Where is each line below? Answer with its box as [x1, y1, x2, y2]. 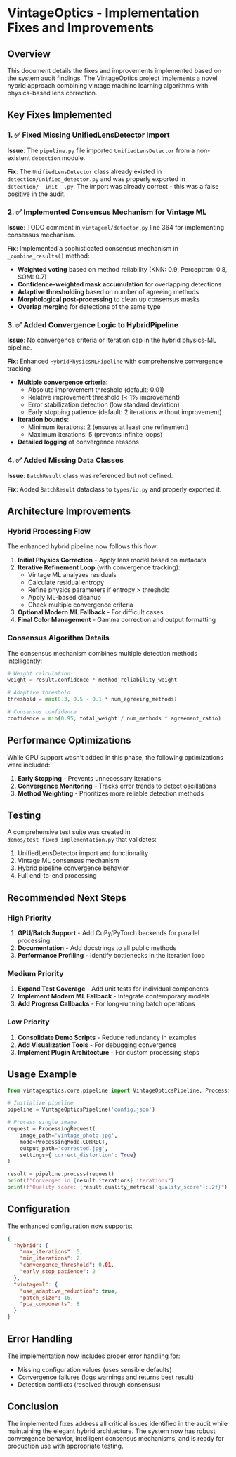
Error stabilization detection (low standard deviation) [27, 400, 181, 409]
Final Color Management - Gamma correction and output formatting [17, 616, 216, 624]
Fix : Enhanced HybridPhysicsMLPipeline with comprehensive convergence [7, 357, 223, 366]
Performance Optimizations [7, 734, 131, 746]
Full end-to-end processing [17, 871, 97, 880]
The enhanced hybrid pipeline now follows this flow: [7, 542, 159, 551]
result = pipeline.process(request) [7, 1171, 114, 1178]
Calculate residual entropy [27, 578, 104, 587]
